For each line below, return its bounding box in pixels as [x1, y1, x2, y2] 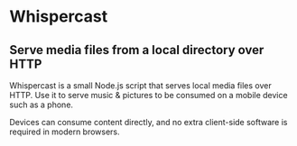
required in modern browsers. [9, 126, 120, 137]
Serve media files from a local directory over [9, 42, 265, 58]
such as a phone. [9, 99, 74, 110]
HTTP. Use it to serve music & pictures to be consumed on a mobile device [9, 90, 288, 100]
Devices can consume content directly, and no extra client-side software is [9, 117, 288, 127]
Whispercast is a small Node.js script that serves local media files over [9, 80, 273, 91]
